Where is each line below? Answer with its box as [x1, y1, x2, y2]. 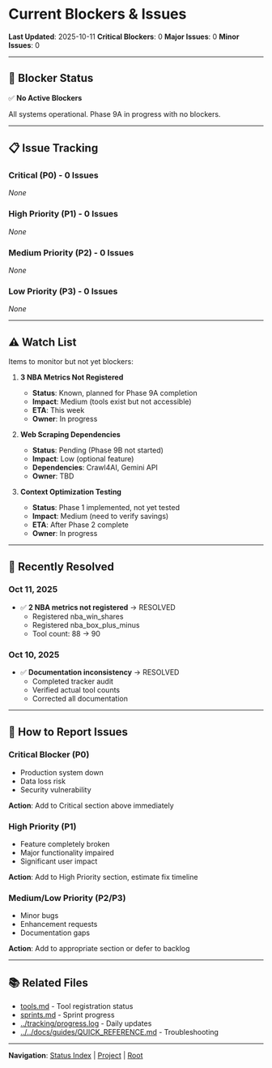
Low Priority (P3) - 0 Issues [8, 285, 118, 297]
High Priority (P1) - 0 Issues [8, 208, 119, 220]
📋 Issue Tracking [8, 141, 99, 155]
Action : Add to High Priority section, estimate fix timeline [8, 873, 198, 882]
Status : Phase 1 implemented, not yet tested [32, 503, 181, 513]
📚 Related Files [8, 976, 89, 989]
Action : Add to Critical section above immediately [8, 800, 174, 810]
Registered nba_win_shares [32, 611, 124, 621]
